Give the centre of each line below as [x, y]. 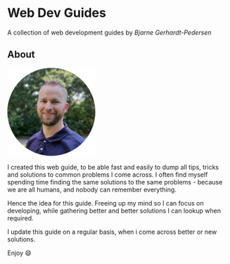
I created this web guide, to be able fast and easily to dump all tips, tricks [113, 167]
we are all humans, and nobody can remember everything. [92, 189]
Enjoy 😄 [19, 253]
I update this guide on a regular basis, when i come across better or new [112, 232]
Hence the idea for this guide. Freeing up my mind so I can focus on [106, 203]
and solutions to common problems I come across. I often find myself [108, 175]
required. [20, 218]
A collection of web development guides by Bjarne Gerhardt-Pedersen [110, 32]
